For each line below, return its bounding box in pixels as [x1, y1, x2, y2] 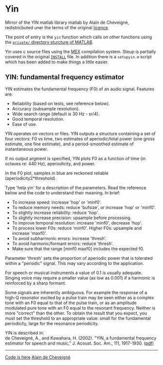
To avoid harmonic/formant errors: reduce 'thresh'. [12, 241, 114, 246]
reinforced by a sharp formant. [5, 280, 66, 286]
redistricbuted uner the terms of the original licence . [5, 24, 109, 30]
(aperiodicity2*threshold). [5, 175, 57, 181]
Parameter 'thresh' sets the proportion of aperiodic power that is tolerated [5, 255, 153, 261]
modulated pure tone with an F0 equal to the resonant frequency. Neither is [5, 305, 156, 311]
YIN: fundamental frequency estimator [5, 73, 125, 81]
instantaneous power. [5, 146, 49, 152]
